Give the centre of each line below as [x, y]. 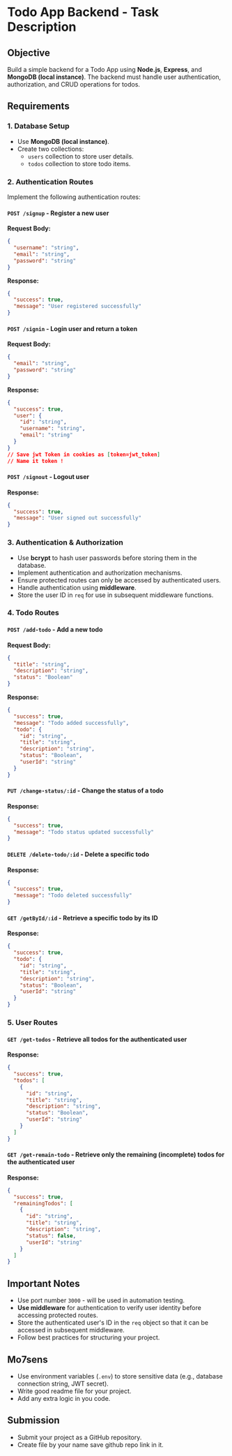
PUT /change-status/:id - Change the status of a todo [85, 790]
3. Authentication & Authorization [65, 543]
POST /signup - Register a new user [58, 213]
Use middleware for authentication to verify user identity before [109, 1308]
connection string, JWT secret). [63, 1383]
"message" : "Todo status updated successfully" [84, 832]
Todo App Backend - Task [83, 12]
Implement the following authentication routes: [74, 197]
